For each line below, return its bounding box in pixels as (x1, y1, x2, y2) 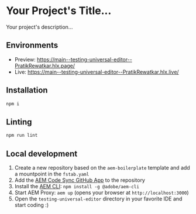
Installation (6, 85, 48, 95)
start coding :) (14, 201, 49, 208)
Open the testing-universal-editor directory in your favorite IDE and (14, 195, 183, 202)
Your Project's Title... (6, 4, 112, 18)
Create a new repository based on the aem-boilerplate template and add (14, 164, 190, 171)
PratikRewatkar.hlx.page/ (14, 62, 75, 69)
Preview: (14, 56, 36, 63)
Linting (6, 117, 32, 127)
